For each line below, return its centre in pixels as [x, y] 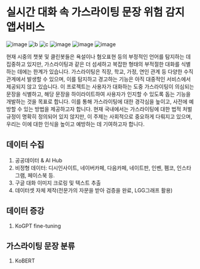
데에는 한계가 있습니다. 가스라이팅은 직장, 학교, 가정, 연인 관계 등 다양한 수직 [105, 71]
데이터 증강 [25, 211]
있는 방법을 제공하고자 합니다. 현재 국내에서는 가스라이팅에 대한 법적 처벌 [108, 109]
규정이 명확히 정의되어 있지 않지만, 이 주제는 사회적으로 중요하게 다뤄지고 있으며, [99, 116]
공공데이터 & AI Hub [39, 160]
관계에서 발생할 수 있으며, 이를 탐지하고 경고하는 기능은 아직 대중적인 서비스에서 [99, 79]
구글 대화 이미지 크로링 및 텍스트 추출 [58, 183]
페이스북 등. [41, 175]
